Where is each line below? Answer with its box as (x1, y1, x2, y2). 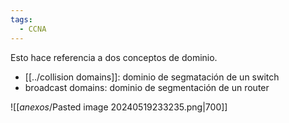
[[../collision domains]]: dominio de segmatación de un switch (24, 71, 280, 83)
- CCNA (19, 24, 47, 34)
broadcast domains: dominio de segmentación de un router (24, 81, 270, 93)
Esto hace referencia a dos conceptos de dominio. (10, 51, 218, 63)
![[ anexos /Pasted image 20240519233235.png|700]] (10, 101, 228, 113)
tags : (10, 14, 33, 25)
